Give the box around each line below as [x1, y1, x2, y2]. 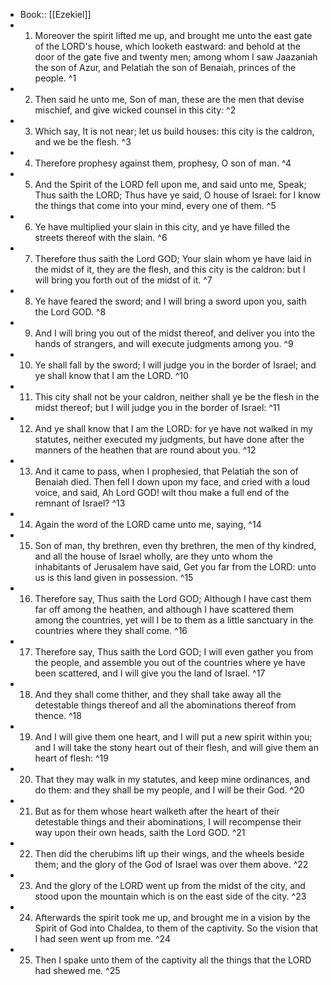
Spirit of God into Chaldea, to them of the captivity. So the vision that [34, 922, 319, 934]
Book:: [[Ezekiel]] [19, 9, 92, 20]
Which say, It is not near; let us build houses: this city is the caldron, [34, 125, 315, 137]
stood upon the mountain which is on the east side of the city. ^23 [34, 890, 307, 902]
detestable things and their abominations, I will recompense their [34, 816, 302, 828]
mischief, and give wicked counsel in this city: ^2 [34, 104, 237, 116]
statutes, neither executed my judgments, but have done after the [34, 434, 305, 445]
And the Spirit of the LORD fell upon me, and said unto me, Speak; [34, 179, 307, 190]
